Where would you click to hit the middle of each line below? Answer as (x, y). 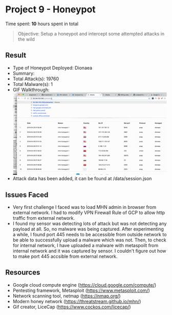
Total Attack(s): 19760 (36, 79)
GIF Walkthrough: (31, 90)
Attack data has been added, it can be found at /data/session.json (82, 179)
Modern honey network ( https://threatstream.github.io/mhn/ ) (77, 301)
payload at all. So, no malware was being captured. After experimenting (88, 229)
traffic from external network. (44, 218)
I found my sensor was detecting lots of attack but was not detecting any (90, 224)
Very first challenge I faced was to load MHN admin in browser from (84, 207)
